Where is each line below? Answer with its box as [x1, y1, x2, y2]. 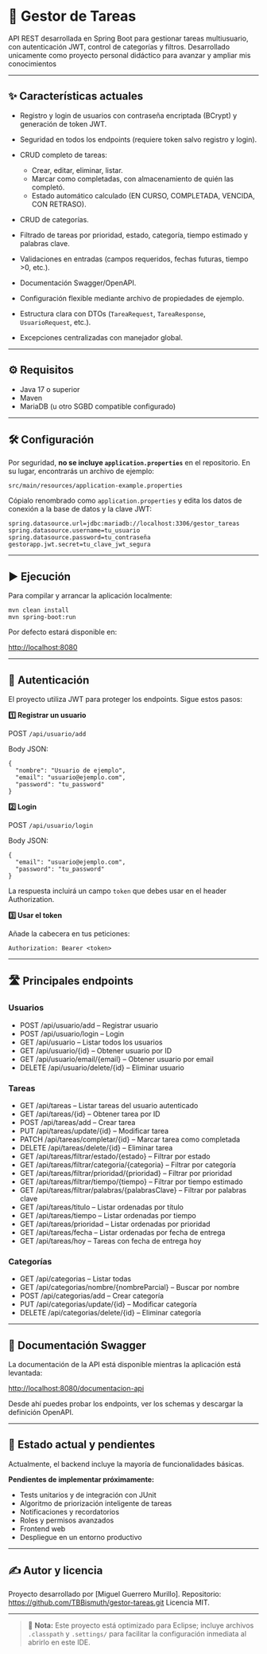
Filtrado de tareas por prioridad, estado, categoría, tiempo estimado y [19, 230, 249, 240]
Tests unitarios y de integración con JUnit [19, 1490, 157, 1499]
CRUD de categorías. [19, 214, 89, 224]
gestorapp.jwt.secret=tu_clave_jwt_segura [8, 541, 151, 549]
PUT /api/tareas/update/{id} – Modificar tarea [19, 1126, 169, 1135]
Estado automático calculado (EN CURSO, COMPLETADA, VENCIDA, [31, 190, 256, 200]
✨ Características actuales [8, 89, 144, 103]
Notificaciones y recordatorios [19, 1507, 120, 1516]
